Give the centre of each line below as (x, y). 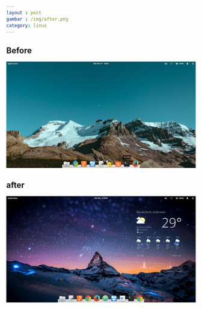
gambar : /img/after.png (37, 19)
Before (19, 50)
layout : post (24, 13)
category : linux (26, 25)
